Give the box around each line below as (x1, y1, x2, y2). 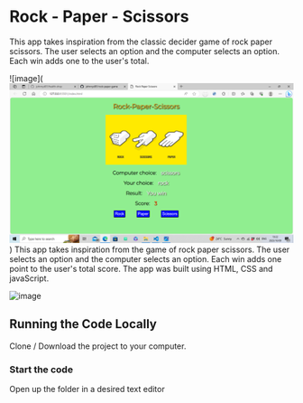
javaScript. (9, 273, 50, 284)
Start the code (9, 363, 74, 376)
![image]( (9, 72, 43, 83)
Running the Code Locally (9, 316, 158, 332)
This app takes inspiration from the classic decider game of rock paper (9, 36, 273, 47)
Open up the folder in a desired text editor (9, 384, 165, 395)
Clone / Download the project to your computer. (9, 341, 187, 351)
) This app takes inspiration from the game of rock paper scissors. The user (9, 244, 290, 255)
